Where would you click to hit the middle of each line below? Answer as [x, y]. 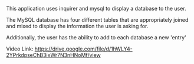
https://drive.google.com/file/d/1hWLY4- [83, 49]
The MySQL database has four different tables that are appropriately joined [97, 20]
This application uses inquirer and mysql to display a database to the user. [96, 9]
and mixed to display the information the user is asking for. [77, 26]
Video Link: [20, 49]
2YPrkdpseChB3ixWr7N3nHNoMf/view [54, 55]
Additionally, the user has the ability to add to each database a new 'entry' [96, 37]
